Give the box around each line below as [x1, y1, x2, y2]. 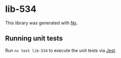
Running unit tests [5, 34, 63, 43]
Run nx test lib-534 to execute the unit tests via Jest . [5, 47, 117, 53]
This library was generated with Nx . [5, 20, 78, 26]
